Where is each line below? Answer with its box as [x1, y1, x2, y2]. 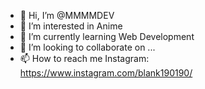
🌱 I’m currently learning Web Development [19, 31, 195, 42]
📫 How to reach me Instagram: [19, 53, 150, 64]
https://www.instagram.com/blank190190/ [19, 67, 193, 79]
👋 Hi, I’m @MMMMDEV [19, 10, 115, 21]
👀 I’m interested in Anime [19, 20, 123, 32]
